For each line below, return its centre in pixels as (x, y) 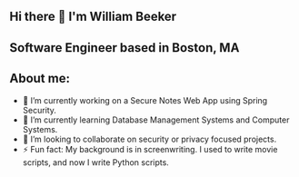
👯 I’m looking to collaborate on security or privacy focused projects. (149, 139)
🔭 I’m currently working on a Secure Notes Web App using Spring (145, 100)
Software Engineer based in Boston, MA (125, 48)
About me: (40, 79)
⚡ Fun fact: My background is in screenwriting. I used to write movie (150, 149)
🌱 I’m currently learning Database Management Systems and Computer (156, 120)
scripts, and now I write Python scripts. (96, 162)
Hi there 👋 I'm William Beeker (93, 17)
